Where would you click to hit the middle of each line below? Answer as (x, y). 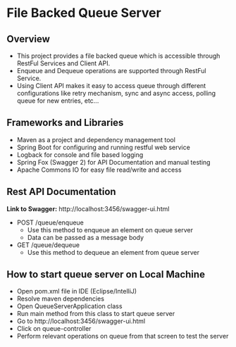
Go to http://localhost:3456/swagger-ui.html (81, 321)
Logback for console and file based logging (80, 154)
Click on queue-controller (54, 329)
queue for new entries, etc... (58, 101)
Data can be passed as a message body (86, 237)
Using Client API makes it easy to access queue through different (111, 86)
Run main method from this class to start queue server (96, 314)
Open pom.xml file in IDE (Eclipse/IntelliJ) (77, 291)
